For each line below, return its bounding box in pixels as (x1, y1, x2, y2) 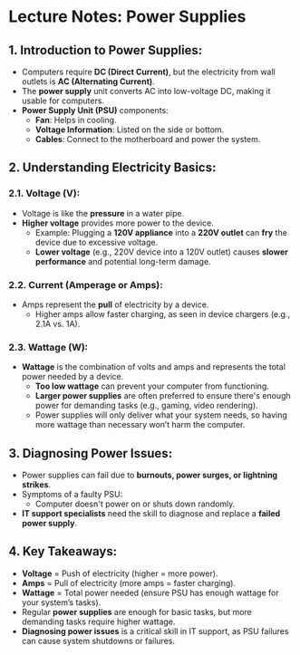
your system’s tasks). (21, 596, 102, 608)
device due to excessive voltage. (34, 236, 159, 247)
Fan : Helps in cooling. (34, 115, 117, 125)
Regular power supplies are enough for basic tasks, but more (21, 606, 253, 617)
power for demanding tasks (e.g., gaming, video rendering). (34, 400, 259, 411)
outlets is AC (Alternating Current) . (21, 76, 155, 87)
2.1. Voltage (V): (8, 188, 81, 200)
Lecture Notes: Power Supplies (8, 6, 247, 27)
